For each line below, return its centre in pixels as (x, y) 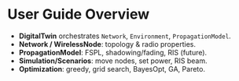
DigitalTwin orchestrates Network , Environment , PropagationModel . (125, 36)
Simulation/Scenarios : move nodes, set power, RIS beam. (113, 61)
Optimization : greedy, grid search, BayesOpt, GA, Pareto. (112, 69)
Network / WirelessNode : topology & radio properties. (107, 44)
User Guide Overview (79, 14)
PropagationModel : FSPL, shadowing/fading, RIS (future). (113, 52)
